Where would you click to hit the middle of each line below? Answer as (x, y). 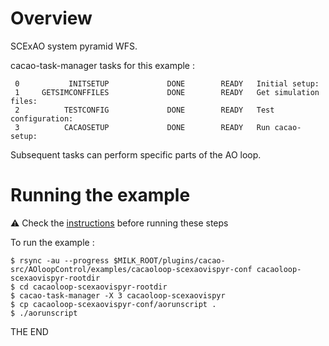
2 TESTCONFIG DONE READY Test (144, 110)
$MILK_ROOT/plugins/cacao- (169, 260)
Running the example (100, 195)
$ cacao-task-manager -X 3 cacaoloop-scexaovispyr (118, 295)
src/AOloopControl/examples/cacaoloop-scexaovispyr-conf (131, 269)
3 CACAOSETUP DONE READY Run (142, 127)
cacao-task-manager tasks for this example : (102, 65)
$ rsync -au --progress (60, 260)
